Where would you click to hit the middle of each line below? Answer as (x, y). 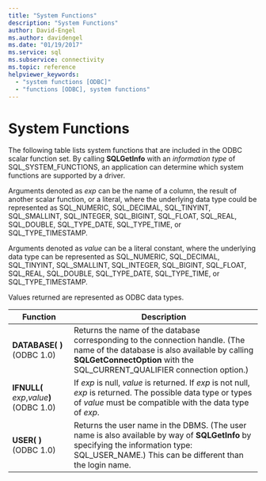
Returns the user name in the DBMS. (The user (160, 426)
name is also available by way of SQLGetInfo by (163, 435)
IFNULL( (28, 387)
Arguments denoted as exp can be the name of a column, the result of (123, 191)
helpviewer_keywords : (44, 74)
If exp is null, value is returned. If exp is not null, (162, 383)
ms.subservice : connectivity (56, 60)
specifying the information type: (133, 445)
